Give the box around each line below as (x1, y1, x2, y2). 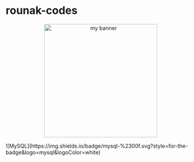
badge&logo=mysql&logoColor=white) (5, 149, 101, 156)
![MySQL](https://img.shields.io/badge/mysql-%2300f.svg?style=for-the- (5, 142, 188, 149)
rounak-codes (5, 4, 78, 18)
